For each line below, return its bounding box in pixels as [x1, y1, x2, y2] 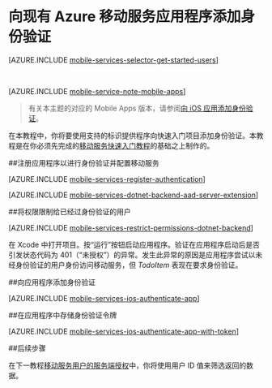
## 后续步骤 [8, 343, 46, 353]
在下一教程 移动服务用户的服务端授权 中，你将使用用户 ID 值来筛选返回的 [8, 360, 247, 370]
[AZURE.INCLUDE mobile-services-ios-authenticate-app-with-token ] [8, 326, 240, 336]
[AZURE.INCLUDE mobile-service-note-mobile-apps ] [8, 86, 186, 96]
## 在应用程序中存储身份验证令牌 [8, 310, 117, 320]
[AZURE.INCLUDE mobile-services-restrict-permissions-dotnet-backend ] [8, 222, 253, 232]
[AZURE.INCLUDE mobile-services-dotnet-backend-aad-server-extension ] [8, 190, 259, 200]
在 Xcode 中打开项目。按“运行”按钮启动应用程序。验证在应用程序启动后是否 [8, 239, 261, 249]
